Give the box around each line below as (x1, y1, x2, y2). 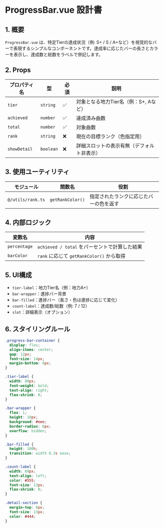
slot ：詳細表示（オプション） (12, 309, 73, 315)
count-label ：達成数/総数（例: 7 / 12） (12, 303, 90, 309)
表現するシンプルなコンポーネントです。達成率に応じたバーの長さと (13, 45, 150, 51)
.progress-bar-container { (5, 338, 60, 343)
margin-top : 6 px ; (9, 505, 45, 510)
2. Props (5, 66, 31, 74)
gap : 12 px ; (9, 352, 32, 357)
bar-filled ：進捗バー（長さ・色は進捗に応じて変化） (12, 297, 120, 303)
